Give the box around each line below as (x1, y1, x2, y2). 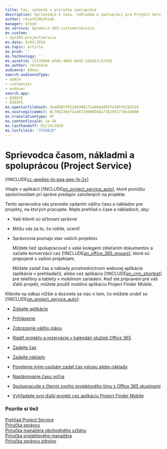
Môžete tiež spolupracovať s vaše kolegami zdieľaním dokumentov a (12, 245, 153, 251)
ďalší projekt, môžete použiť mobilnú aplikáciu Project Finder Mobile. (12, 281, 153, 287)
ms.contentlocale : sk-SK (5, 118, 57, 124)
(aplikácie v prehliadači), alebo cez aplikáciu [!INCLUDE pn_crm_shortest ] (12, 270, 162, 277)
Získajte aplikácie (12, 306, 48, 312)
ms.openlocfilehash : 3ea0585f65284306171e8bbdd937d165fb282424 (5, 105, 139, 110)
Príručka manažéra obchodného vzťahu (5, 427, 86, 433)
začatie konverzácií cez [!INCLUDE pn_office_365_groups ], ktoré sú (12, 250, 150, 256)
